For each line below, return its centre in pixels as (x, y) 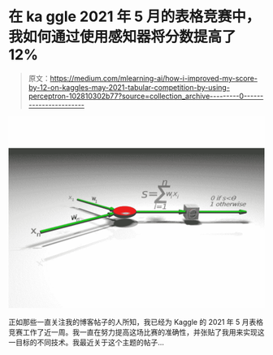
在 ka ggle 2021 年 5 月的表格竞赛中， (134, 17)
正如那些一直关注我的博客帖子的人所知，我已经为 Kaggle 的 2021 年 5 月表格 (136, 322)
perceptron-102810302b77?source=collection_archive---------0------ (146, 96)
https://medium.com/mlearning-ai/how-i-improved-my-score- (154, 78)
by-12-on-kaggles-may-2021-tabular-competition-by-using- (129, 87)
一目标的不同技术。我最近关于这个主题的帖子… (87, 342)
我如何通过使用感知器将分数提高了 (123, 37)
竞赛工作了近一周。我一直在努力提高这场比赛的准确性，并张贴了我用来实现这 (136, 332)
